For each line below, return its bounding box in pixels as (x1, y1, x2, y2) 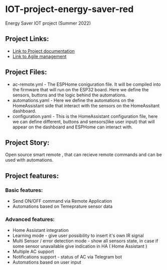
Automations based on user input (12, 259, 82, 265)
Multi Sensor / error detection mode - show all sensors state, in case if (12, 238, 158, 244)
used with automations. (5, 157, 54, 163)
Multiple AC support (12, 248, 54, 254)
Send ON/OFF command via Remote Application (12, 198, 112, 204)
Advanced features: (5, 216, 55, 223)
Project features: (5, 172, 59, 180)
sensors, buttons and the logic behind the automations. (12, 92, 127, 98)
